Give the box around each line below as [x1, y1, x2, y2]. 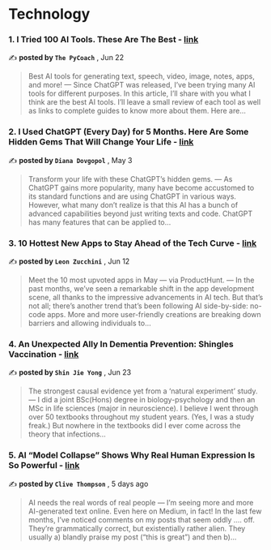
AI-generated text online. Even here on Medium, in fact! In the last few [28, 506, 262, 516]
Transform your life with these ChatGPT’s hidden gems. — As [28, 174, 233, 183]
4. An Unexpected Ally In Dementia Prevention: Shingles [8, 338, 234, 350]
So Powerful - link [8, 460, 80, 471]
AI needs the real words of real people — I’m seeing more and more [28, 497, 254, 507]
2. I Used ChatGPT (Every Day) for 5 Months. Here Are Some [8, 127, 249, 138]
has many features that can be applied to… [28, 217, 171, 227]
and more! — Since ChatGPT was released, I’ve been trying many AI [28, 80, 256, 90]
